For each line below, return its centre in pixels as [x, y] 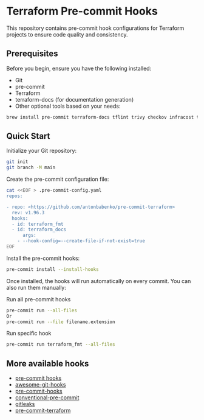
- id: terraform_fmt [38, 224]
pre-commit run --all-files [42, 310]
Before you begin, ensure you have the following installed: [79, 68]
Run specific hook [29, 334]
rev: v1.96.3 [28, 212]
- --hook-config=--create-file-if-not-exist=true [81, 241]
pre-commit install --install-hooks [53, 269]
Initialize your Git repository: [42, 151]
